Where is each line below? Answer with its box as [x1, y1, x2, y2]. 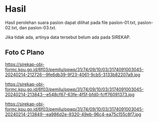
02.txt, [5, 24, 19, 30]
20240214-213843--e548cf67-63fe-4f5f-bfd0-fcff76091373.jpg [5, 91, 135, 97]
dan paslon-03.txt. [19, 24, 57, 30]
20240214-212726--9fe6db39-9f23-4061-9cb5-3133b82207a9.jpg [5, 72, 140, 78]
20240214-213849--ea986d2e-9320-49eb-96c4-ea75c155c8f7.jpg [5, 111, 141, 117]
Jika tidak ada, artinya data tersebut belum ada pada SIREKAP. [5, 34, 131, 40]
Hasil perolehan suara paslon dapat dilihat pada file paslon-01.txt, [5, 20, 137, 25]
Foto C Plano [5, 48, 44, 57]
